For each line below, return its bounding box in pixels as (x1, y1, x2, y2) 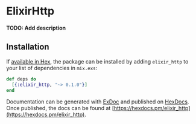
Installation (6, 42, 49, 52)
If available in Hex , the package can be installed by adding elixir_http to (6, 57, 189, 65)
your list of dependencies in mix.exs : (6, 64, 98, 71)
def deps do (6, 76, 36, 82)
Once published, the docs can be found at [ (6, 105, 115, 112)
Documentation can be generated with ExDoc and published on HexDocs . (6, 98, 189, 105)
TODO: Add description (6, 24, 66, 31)
